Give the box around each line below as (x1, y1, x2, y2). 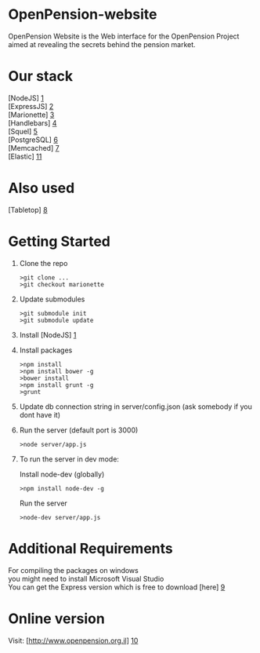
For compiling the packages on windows (8, 565, 139, 575)
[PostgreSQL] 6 (8, 135, 59, 144)
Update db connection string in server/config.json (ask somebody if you (19, 402, 252, 411)
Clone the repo (19, 258, 68, 268)
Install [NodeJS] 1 (19, 330, 77, 339)
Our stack (8, 67, 74, 86)
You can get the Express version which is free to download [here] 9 (8, 582, 226, 592)
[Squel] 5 (8, 126, 38, 136)
